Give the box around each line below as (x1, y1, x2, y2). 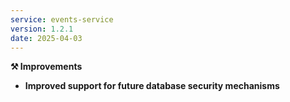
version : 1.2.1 (10, 24, 74, 34)
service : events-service (10, 14, 114, 25)
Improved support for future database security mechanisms (24, 80, 280, 92)
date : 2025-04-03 (10, 33, 83, 43)
